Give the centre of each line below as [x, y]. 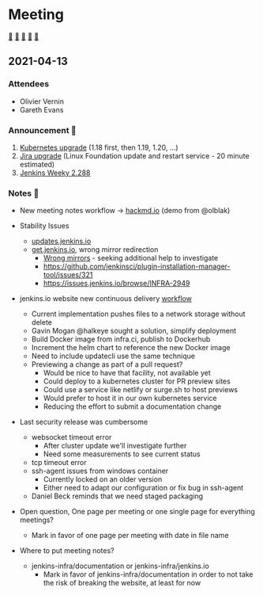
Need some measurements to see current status [122, 454]
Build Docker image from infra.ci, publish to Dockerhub [121, 339]
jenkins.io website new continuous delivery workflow [105, 299]
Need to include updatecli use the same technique [113, 356]
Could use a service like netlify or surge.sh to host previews [141, 390]
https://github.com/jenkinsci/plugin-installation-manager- [137, 266]
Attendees [29, 84]
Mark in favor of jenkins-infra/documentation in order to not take [148, 574]
